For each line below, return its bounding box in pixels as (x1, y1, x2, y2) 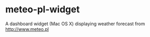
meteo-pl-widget (5, 4, 80, 15)
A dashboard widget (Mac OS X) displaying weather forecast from (5, 21, 145, 27)
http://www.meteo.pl (5, 26, 49, 32)
